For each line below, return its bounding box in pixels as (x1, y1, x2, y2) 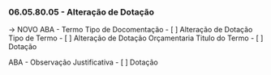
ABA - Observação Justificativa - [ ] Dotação (8, 57, 158, 67)
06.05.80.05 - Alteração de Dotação (8, 6, 155, 18)
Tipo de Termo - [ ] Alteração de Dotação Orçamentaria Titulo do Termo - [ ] (8, 33, 264, 43)
